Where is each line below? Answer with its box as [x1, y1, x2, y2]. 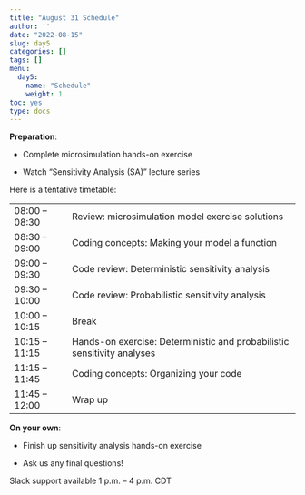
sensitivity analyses [71, 347, 156, 359]
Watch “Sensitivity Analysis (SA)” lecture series [22, 167, 201, 177]
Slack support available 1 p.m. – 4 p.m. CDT [9, 475, 172, 487]
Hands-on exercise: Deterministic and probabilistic [71, 336, 290, 349]
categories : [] [9, 47, 67, 56]
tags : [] [9, 56, 43, 65]
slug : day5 [9, 38, 51, 48]
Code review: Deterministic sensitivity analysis [71, 263, 271, 276]
